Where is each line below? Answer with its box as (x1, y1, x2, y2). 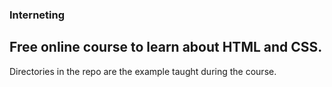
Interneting (9, 8, 66, 22)
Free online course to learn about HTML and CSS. (9, 39, 323, 56)
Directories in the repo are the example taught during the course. (9, 65, 277, 77)
